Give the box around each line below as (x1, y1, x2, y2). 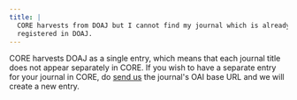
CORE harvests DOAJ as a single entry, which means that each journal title (9, 54, 281, 64)
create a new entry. (9, 81, 80, 92)
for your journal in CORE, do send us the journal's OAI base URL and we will (9, 72, 285, 82)
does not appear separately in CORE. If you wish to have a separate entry (9, 62, 277, 73)
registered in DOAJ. (17, 29, 93, 38)
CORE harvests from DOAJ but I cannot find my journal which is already (17, 21, 291, 30)
